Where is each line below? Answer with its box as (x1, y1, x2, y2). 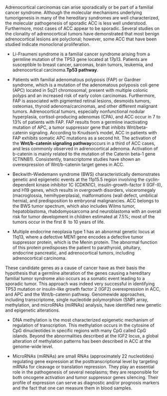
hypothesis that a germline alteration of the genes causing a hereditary (5, 270, 151, 276)
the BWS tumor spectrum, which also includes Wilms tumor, (12, 203, 136, 209)
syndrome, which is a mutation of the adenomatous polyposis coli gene (12, 82, 160, 88)
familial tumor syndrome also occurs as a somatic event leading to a (5, 276, 145, 281)
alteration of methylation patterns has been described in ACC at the (12, 338, 152, 344)
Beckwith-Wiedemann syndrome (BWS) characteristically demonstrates (12, 171, 161, 177)
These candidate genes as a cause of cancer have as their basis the (5, 265, 146, 271)
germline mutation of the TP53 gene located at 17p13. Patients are (12, 56, 148, 62)
